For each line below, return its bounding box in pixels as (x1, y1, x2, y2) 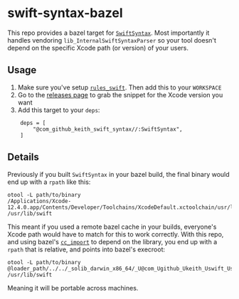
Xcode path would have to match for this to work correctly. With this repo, (7, 229, 224, 239)
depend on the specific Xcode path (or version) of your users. (7, 43, 188, 52)
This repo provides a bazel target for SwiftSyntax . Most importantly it (7, 28, 210, 37)
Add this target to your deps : (17, 105, 100, 114)
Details (7, 151, 39, 163)
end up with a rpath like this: (7, 178, 91, 186)
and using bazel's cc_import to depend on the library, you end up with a (7, 237, 218, 246)
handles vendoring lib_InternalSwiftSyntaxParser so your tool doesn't (7, 36, 217, 44)
